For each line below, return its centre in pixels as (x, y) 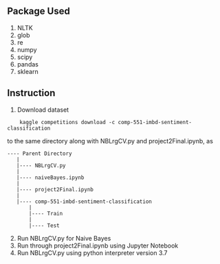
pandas (28, 64)
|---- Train (46, 213)
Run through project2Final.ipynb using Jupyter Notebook (98, 245)
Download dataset (43, 110)
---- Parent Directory (40, 154)
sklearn (28, 71)
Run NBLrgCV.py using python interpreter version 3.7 (92, 252)
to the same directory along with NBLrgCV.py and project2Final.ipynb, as (110, 141)
